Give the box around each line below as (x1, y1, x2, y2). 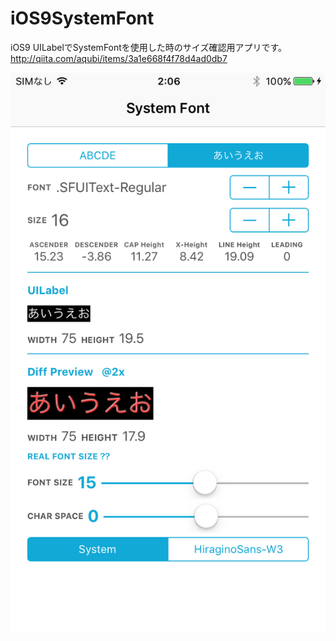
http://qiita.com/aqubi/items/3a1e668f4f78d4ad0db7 (10, 52, 228, 64)
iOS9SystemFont (10, 7, 155, 30)
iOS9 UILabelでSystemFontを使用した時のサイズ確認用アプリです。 (10, 41, 288, 53)
